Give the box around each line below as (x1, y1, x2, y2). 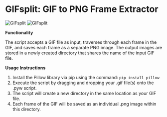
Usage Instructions (5, 65, 46, 71)
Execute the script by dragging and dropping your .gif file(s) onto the (12, 80, 154, 86)
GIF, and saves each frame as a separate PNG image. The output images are (5, 44, 163, 50)
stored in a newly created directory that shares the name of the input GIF (5, 50, 155, 56)
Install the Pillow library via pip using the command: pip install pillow (12, 74, 160, 80)
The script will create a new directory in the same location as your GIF (12, 90, 157, 96)
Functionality (5, 29, 33, 35)
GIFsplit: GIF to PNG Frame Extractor (5, 3, 159, 15)
